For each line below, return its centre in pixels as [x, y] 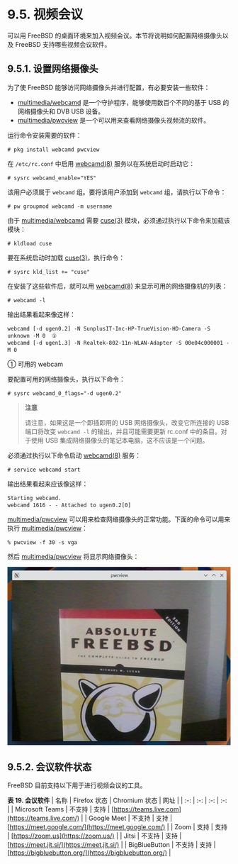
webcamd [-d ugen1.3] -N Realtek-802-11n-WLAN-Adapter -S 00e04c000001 [115, 343]
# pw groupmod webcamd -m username [60, 206]
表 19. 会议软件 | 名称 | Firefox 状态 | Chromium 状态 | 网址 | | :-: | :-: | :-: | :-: [117, 801]
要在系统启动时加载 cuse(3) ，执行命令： [66, 257]
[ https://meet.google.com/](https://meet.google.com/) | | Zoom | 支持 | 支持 [118, 827]
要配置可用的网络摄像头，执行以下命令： [66, 379]
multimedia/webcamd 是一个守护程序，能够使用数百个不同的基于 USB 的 [123, 102]
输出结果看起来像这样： [41, 314]
